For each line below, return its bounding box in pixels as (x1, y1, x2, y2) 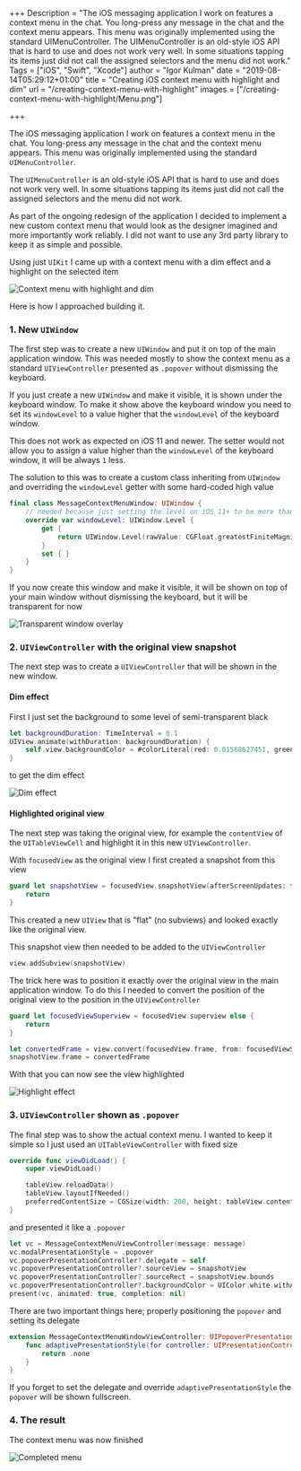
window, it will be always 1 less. (9, 455, 126, 466)
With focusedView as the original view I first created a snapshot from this (9, 854, 276, 865)
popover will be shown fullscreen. (9, 1391, 132, 1403)
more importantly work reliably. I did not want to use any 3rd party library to (9, 230, 288, 241)
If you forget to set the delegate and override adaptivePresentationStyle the (9, 1382, 292, 1393)
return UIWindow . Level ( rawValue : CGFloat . (56, 532, 219, 541)
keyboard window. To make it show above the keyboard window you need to (9, 399, 292, 410)
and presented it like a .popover (9, 1221, 125, 1232)
